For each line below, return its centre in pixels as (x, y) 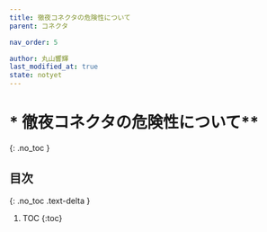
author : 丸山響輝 (39, 58)
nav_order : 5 (34, 42)
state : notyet (36, 76)
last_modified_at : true (54, 67)
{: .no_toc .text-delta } (50, 201)
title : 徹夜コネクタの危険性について (70, 18)
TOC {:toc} (42, 218)
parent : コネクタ (39, 26)
